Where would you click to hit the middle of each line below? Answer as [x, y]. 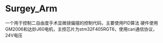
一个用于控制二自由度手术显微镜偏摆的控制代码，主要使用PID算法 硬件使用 [82, 23]
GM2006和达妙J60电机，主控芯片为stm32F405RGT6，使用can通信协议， [81, 29]
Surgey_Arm [31, 9]
